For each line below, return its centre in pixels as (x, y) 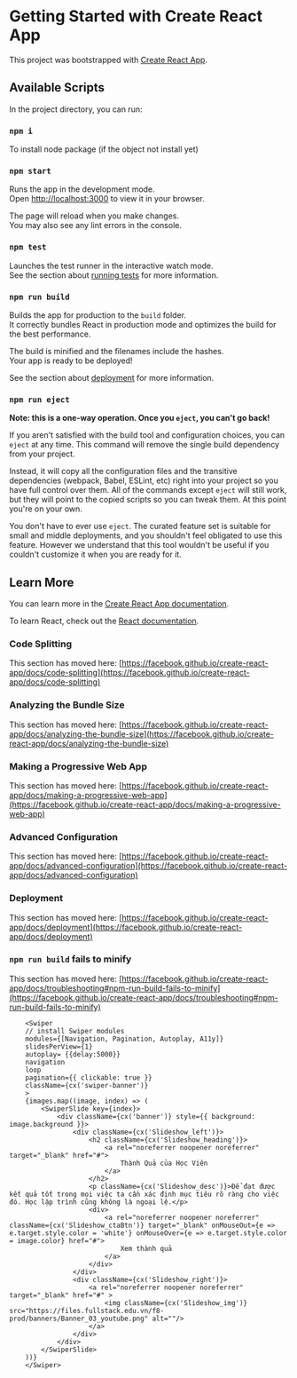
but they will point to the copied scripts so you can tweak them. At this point (148, 500)
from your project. (42, 454)
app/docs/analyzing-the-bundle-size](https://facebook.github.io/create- (142, 733)
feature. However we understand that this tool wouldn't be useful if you (139, 545)
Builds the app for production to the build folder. (98, 315)
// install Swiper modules (75, 1031)
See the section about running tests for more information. (114, 275)
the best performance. (50, 334)
